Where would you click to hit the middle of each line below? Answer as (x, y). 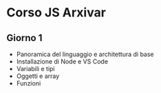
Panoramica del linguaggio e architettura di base (85, 54)
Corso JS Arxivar (56, 13)
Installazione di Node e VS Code (62, 62)
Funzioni (29, 83)
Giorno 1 (24, 38)
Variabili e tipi (35, 69)
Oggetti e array (38, 76)
